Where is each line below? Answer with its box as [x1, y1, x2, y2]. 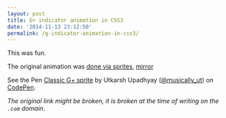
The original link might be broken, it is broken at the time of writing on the [7, 97, 219, 105]
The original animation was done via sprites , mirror [7, 62, 154, 71]
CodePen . [7, 83, 36, 91]
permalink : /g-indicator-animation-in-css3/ [7, 29, 139, 37]
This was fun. [7, 49, 47, 57]
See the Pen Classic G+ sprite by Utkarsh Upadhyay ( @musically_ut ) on [7, 76, 213, 84]
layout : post [7, 10, 45, 17]
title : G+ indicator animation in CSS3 [7, 17, 124, 24]
